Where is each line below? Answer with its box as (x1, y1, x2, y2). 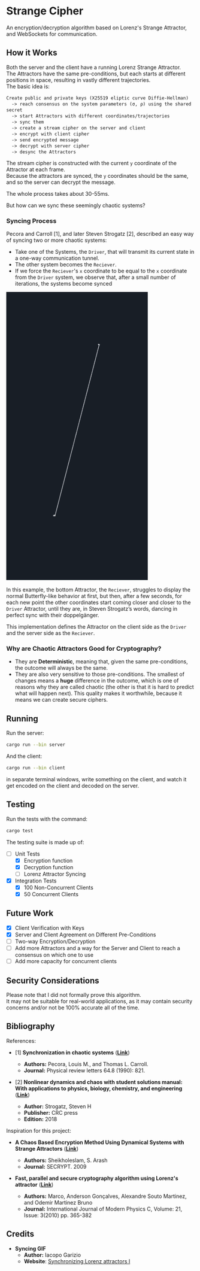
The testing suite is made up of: (6, 838, 84, 845)
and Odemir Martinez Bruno (23, 1199, 93, 1206)
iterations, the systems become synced (14, 280, 113, 287)
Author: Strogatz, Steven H (23, 1103, 92, 1110)
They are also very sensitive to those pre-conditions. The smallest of (14, 671, 184, 678)
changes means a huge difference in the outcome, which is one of (14, 677, 179, 684)
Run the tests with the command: (6, 815, 88, 823)
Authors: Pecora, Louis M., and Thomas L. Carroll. (23, 1060, 149, 1067)
